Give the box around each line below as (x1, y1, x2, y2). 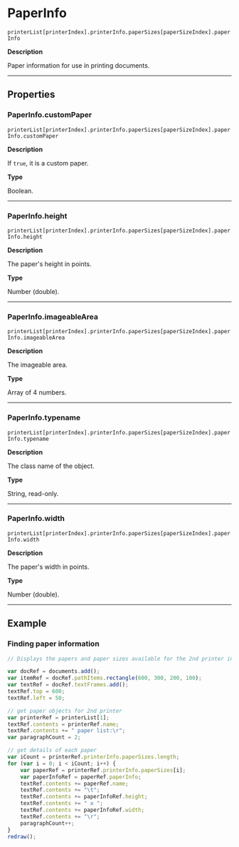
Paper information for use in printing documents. (7, 61, 150, 69)
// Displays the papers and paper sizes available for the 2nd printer (7, 655, 224, 662)
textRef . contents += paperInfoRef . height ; (20, 793, 148, 801)
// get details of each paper (7, 747, 97, 754)
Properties (7, 88, 55, 101)
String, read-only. (7, 489, 59, 497)
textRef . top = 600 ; (7, 688, 65, 695)
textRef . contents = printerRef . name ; (7, 721, 119, 728)
